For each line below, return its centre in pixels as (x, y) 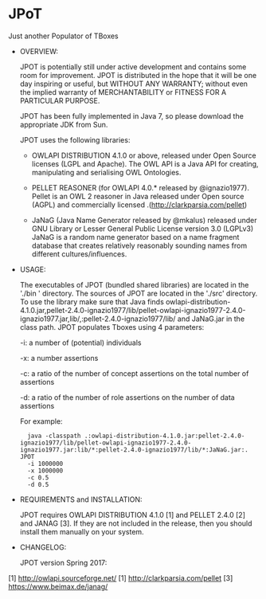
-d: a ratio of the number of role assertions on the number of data (127, 397)
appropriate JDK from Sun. (64, 124)
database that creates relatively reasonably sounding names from (139, 245)
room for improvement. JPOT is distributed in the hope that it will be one (138, 75)
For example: (41, 421)
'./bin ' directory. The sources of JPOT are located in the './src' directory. (139, 293)
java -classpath (54, 436)
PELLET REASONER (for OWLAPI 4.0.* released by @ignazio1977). (140, 187)
